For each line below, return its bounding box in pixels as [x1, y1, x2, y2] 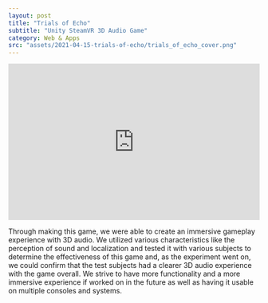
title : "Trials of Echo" [8, 19, 91, 27]
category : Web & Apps [8, 33, 81, 42]
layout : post [8, 11, 52, 20]
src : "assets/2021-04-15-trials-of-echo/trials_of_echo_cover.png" [8, 41, 238, 49]
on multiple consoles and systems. [8, 285, 122, 295]
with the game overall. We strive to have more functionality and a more [8, 269, 241, 278]
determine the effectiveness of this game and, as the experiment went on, [8, 252, 251, 262]
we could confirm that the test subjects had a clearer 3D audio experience [8, 260, 253, 270]
